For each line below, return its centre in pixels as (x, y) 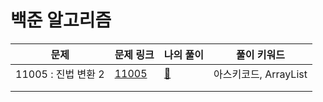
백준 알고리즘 (61, 20)
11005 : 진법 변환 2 (60, 74)
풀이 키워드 (260, 54)
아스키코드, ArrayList (260, 74)
